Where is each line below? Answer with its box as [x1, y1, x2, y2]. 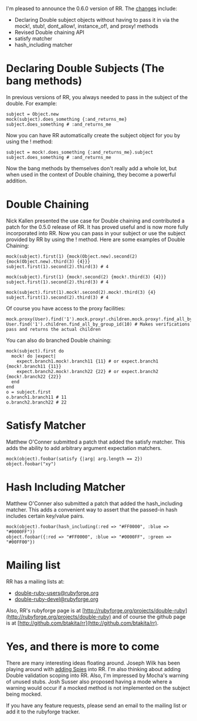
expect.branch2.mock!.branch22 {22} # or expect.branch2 [16, 368, 159, 374]
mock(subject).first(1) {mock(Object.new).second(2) [6, 253, 138, 259]
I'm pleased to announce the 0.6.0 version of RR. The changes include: [6, 5, 178, 12]
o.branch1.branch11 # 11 [6, 394, 67, 400]
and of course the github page [112, 613, 186, 620]
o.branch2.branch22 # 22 [6, 399, 67, 405]
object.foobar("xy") [6, 461, 57, 467]
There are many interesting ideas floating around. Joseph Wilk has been [6, 659, 181, 666]
